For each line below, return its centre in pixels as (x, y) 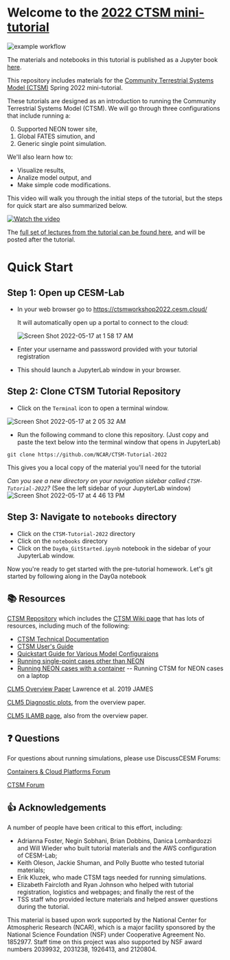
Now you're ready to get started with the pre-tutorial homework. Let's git (110, 568)
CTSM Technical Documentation (63, 639)
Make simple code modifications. (64, 184)
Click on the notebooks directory (62, 541)
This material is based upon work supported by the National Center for (107, 920)
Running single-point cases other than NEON (81, 661)
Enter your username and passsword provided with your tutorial (107, 349)
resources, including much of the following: (68, 626)
